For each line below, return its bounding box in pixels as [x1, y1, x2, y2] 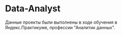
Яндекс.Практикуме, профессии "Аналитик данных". [5, 24, 115, 30]
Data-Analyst [5, 3, 61, 14]
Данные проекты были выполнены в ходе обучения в [5, 19, 118, 25]
